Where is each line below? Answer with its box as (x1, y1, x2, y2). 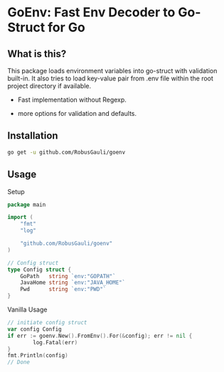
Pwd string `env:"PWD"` (20, 286, 107, 293)
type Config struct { (7, 266, 72, 273)
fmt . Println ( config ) (7, 352, 69, 359)
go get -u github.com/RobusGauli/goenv (7, 149, 126, 156)
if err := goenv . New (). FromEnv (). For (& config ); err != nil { (7, 332, 193, 339)
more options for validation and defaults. (17, 110, 137, 117)
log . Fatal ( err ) (33, 339, 78, 346)
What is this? (7, 48, 67, 60)
